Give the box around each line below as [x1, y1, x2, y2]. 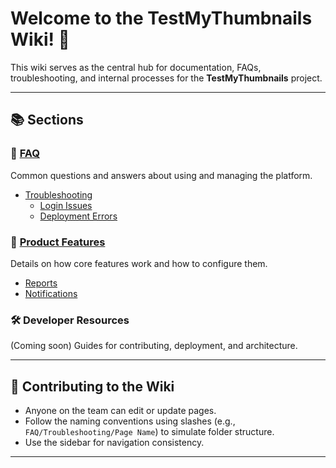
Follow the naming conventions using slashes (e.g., [24, 415, 236, 427]
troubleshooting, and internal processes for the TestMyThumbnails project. [10, 72, 323, 84]
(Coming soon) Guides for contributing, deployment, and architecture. [10, 340, 298, 352]
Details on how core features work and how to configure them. [10, 257, 268, 269]
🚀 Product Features [10, 235, 106, 249]
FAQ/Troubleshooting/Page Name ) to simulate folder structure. [24, 426, 275, 438]
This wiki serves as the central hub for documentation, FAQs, [10, 61, 262, 73]
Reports [24, 277, 58, 289]
